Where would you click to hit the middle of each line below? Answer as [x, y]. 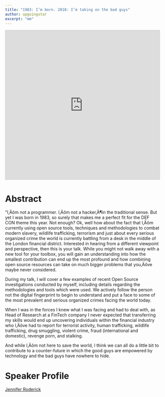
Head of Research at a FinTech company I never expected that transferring [80, 315]
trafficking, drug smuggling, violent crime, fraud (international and [71, 331]
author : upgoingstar [26, 14]
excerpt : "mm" [20, 19]
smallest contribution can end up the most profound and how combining [78, 259]
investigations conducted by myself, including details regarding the [73, 285]
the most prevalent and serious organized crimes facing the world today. [78, 300]
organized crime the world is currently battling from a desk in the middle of [81, 239]
